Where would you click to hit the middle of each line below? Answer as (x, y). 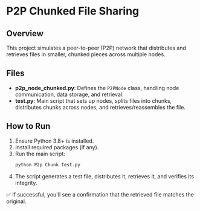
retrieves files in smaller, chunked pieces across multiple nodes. (86, 54)
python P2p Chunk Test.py (47, 164)
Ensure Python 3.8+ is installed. (54, 141)
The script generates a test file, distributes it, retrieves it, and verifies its (105, 176)
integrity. (26, 183)
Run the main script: (40, 154)
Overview (25, 34)
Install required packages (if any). (57, 147)
